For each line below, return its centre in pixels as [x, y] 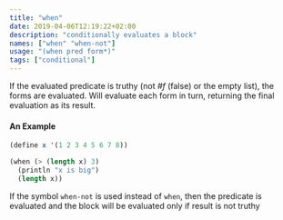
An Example [33, 126]
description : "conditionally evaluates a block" [103, 35]
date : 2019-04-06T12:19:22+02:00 [73, 26]
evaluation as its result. [53, 105]
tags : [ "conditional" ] [52, 60]
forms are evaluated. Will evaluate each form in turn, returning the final [142, 95]
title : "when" [36, 18]
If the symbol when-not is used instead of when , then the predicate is [136, 195]
